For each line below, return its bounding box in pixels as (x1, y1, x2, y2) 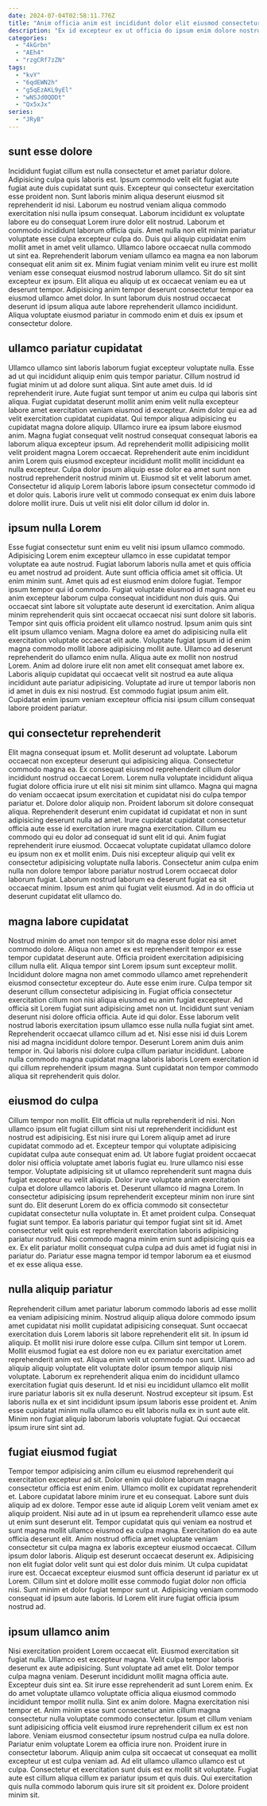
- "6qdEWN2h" (15, 78, 59, 86)
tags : (8, 64, 26, 72)
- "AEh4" (15, 49, 44, 57)
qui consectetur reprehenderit (8, 726, 161, 740)
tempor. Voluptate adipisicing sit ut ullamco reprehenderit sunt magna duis (8, 1166, 252, 1176)
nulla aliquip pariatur (8, 1282, 113, 1296)
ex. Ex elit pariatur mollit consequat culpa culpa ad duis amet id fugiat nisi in (8, 1243, 257, 1252)
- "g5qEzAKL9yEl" (15, 85, 73, 94)
